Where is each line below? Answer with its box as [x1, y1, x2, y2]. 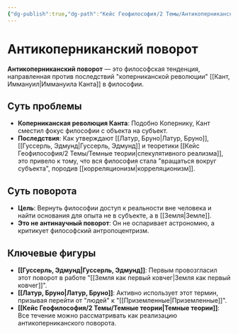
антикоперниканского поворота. [17, 319, 117, 327]
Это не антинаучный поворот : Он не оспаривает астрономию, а [17, 219, 215, 227]
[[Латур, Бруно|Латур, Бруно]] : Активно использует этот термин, [17, 289, 219, 297]
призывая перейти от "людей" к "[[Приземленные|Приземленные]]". [17, 296, 227, 304]
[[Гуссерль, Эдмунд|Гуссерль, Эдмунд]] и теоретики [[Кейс [17, 141, 200, 150]
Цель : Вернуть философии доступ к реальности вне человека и [17, 204, 212, 212]
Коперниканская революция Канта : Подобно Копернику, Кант [17, 119, 210, 128]
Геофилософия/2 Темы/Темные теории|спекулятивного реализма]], [17, 149, 224, 158]
